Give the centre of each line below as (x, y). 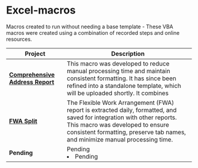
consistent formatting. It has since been (122, 78)
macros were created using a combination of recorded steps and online (93, 32)
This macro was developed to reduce (118, 64)
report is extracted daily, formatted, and (122, 110)
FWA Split (23, 121)
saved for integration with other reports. (122, 117)
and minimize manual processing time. (120, 139)
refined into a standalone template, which (124, 85)
